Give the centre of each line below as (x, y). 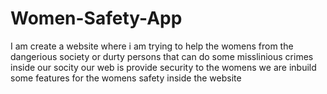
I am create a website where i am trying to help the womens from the (152, 46)
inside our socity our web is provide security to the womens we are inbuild (163, 67)
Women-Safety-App (96, 18)
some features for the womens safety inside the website (126, 78)
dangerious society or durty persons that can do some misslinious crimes (162, 56)
